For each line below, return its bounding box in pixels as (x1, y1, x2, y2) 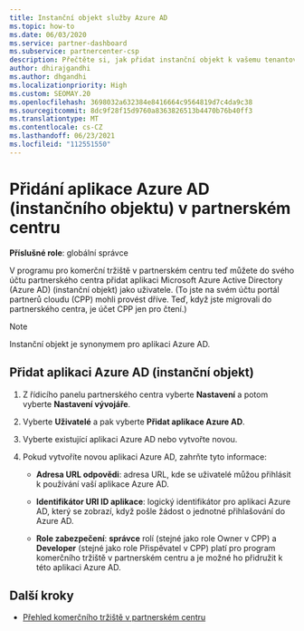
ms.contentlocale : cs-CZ (9, 123, 103, 132)
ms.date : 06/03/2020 (9, 30, 88, 39)
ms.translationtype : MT (9, 114, 100, 123)
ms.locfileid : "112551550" (9, 140, 111, 149)
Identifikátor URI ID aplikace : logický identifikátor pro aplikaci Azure (35, 496, 291, 507)
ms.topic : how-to (9, 22, 75, 31)
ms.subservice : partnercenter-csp (9, 47, 140, 56)
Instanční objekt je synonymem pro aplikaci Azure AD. (9, 338, 211, 349)
